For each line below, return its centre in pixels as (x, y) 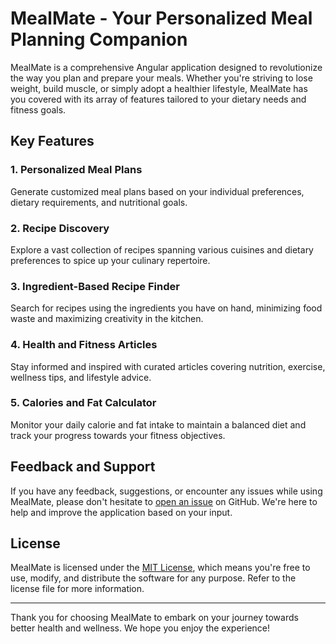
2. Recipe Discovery (60, 228)
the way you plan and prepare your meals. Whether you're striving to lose (161, 78)
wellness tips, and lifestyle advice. (81, 377)
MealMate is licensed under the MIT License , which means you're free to (160, 568)
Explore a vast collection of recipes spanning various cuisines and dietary (162, 249)
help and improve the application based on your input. (121, 512)
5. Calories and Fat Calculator (83, 403)
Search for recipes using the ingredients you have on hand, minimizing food (166, 308)
